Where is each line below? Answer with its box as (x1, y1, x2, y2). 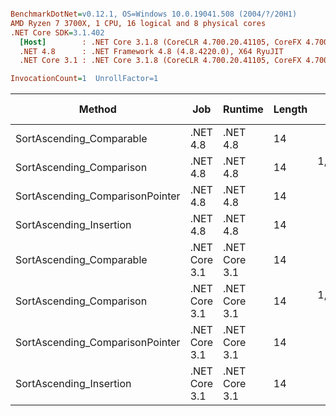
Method (78, 102, 117, 116)
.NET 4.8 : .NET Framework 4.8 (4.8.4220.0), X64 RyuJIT (19, 46, 284, 56)
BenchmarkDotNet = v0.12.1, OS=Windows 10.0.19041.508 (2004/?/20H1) (10, 9, 298, 19)
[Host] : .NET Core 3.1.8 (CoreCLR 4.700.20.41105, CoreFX (19, 37, 302, 47)
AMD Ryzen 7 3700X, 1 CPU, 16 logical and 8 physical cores (10, 18, 267, 28)
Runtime (223, 102, 264, 116)
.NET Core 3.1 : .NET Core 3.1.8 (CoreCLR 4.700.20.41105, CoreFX (19, 56, 302, 66)
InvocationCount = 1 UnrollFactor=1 (10, 74, 159, 84)
